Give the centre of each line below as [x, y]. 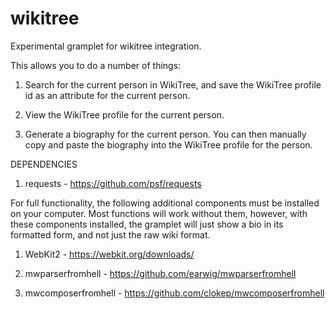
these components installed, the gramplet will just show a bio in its [147, 224]
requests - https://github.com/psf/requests [113, 183]
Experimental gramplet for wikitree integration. [106, 46]
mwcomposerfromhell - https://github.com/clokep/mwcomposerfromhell [174, 293]
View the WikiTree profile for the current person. [124, 114]
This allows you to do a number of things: [96, 65]
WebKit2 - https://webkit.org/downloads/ [109, 254]
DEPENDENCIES [44, 164]
